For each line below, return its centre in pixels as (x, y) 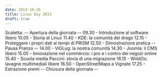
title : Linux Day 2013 (28, 14)
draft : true (17, 19)
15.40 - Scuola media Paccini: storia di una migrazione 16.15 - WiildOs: (76, 59)
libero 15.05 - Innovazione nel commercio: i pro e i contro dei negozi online (81, 53)
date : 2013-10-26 (23, 10)
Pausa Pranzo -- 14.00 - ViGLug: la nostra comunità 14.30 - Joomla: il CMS (81, 48)
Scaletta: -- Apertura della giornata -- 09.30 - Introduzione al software (77, 33)
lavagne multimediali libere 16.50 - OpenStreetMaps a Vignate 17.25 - (75, 64)
